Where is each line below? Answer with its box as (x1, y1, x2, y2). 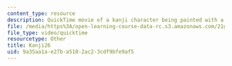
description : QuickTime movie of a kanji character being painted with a (7, 16, 224, 23)
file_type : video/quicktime (7, 29, 88, 36)
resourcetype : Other (7, 36, 67, 43)
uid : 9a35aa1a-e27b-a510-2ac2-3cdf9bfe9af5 (7, 49, 135, 56)
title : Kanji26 (7, 42, 51, 49)
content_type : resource (7, 10, 76, 17)
